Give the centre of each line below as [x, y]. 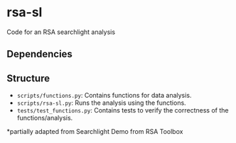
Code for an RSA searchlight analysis [61, 32]
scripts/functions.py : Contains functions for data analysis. [104, 96]
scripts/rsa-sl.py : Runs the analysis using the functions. [101, 103]
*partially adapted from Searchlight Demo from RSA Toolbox [95, 132]
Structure [28, 78]
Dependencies [39, 54]
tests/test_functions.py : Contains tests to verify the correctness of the [123, 110]
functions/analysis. [45, 118]
